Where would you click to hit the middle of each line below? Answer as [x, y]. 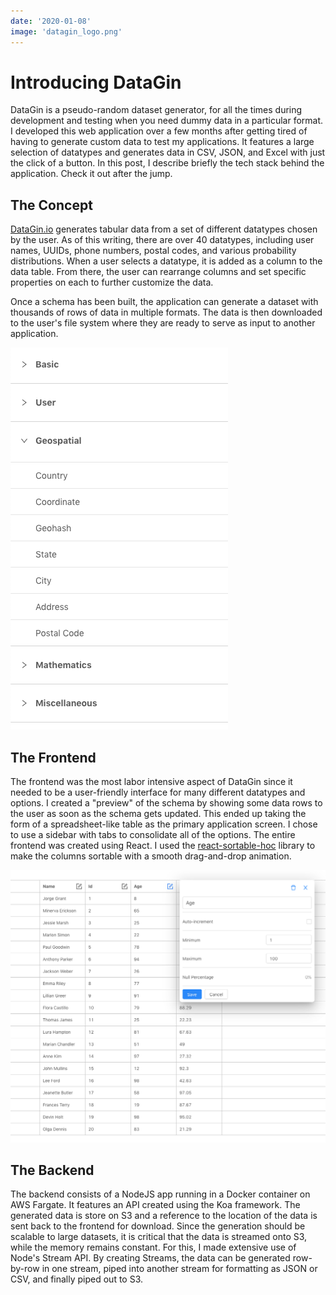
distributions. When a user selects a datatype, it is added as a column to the [166, 261]
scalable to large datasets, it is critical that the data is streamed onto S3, [159, 1237]
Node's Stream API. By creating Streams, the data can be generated [150, 1258]
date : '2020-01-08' [51, 21]
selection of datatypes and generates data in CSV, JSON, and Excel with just [168, 152]
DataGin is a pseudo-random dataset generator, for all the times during [156, 110]
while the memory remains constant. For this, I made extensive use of [153, 1247]
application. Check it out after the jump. [91, 174]
